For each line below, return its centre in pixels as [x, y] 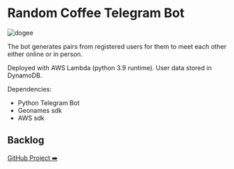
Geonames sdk [40, 110]
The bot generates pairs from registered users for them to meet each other [117, 46]
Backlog [26, 140]
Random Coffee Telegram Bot [96, 13]
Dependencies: [30, 89]
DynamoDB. [25, 75]
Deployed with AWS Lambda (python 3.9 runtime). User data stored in [110, 67]
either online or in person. [45, 54]
